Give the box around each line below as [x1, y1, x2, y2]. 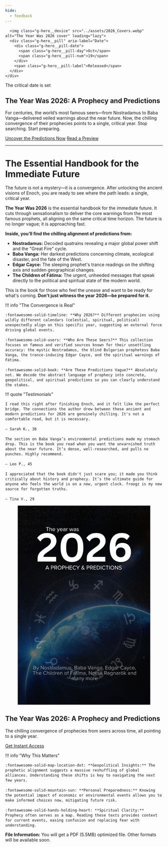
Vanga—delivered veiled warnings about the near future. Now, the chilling [5, 115, 157, 121]
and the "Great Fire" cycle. [12, 245, 67, 252]
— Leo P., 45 [5, 461, 32, 467]
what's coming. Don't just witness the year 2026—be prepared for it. [5, 292, 150, 298]
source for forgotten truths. [5, 486, 68, 492]
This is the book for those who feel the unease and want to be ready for [5, 287, 153, 293]
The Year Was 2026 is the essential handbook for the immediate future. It [5, 205, 157, 211]
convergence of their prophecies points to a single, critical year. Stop [5, 120, 147, 126]
